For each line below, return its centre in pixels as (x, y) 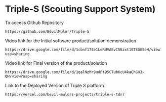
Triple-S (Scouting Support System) (80, 9)
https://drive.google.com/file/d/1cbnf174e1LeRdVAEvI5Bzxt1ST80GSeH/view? (84, 50)
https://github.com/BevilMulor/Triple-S (47, 31)
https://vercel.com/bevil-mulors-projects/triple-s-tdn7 (65, 94)
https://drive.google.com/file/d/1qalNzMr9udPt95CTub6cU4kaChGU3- (75, 72)
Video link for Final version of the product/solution (56, 63)
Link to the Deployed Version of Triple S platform (55, 85)
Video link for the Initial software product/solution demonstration (71, 41)
